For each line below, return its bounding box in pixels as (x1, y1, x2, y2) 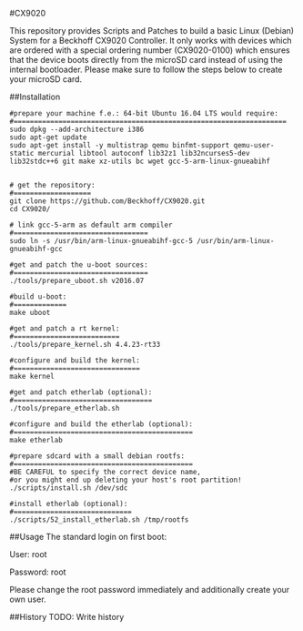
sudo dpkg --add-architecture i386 (9, 125, 145, 134)
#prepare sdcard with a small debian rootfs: (9, 452, 185, 461)
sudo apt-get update (9, 133, 88, 142)
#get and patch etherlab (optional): (9, 388, 153, 397)
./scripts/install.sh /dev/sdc (9, 483, 128, 493)
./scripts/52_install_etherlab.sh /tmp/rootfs (9, 515, 189, 524)
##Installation (9, 91, 61, 102)
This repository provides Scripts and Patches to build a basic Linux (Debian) (9, 25, 294, 36)
